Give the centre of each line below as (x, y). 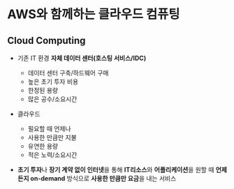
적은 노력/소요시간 (52, 155)
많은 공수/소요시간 (52, 99)
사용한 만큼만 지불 (52, 137)
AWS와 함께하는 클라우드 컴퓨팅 (94, 14)
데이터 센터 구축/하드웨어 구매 (68, 73)
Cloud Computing (46, 40)
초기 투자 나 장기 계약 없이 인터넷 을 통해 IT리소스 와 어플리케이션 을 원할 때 (116, 169)
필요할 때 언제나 (49, 129)
